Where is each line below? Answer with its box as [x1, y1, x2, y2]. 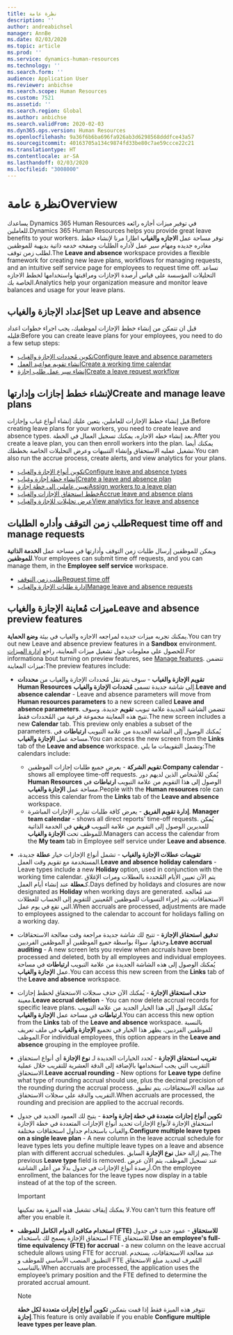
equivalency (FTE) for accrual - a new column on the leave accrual [32, 1241, 226, 1249]
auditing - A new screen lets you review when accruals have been [17, 945, 208, 954]
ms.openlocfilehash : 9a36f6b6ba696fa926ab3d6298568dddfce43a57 [7, 133, 195, 140]
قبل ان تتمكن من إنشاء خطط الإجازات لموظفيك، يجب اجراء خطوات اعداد [7, 324, 197, 333]
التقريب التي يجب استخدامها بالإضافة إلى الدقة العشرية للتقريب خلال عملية [17, 1061, 210, 1069]
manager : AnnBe [7, 29, 51, 37]
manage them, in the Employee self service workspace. [7, 562, 168, 570]
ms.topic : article [7, 43, 61, 49]
